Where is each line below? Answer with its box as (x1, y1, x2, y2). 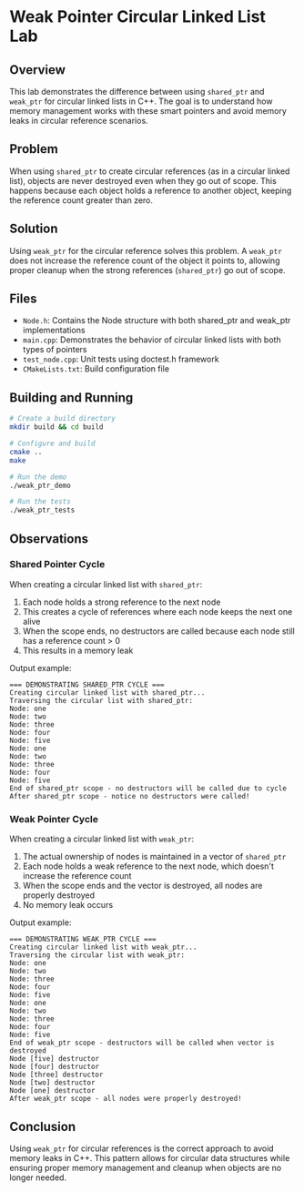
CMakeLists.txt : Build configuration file (22, 363, 170, 374)
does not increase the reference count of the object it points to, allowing (9, 255, 280, 266)
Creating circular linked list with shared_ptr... (9, 688, 206, 698)
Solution (9, 221, 58, 237)
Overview (9, 62, 66, 77)
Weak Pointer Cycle (9, 812, 98, 825)
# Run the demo (9, 472, 67, 482)
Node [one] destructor (9, 1086, 96, 1095)
